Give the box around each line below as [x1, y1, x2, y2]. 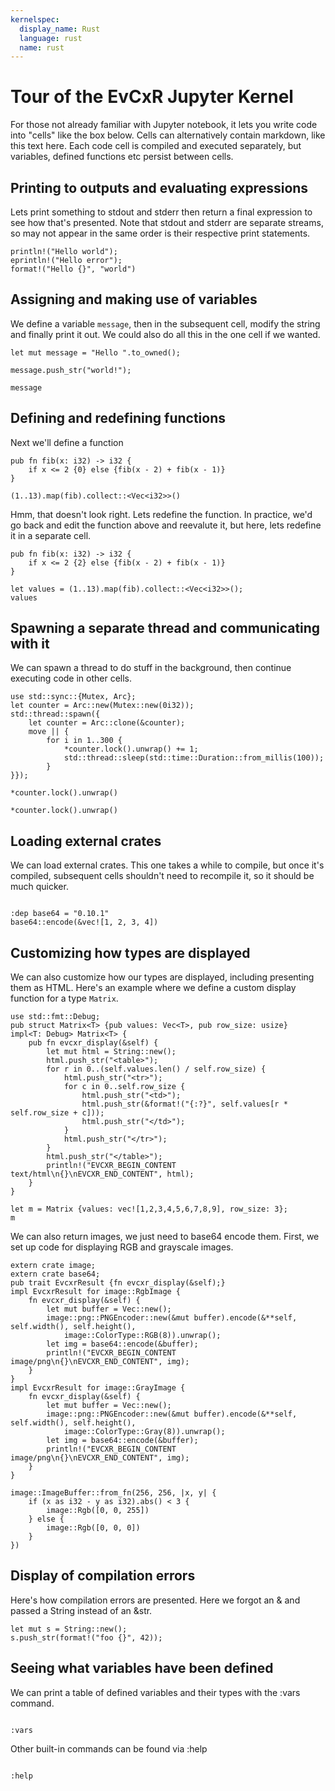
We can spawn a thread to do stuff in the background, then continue [10, 662, 292, 674]
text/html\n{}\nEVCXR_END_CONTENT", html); [10, 1169, 195, 1180]
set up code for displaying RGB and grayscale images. [10, 1241, 234, 1253]
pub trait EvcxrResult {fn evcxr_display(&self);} [10, 1278, 226, 1288]
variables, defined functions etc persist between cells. [10, 151, 234, 163]
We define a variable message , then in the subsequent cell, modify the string [10, 317, 321, 330]
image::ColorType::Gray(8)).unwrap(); [63, 1427, 226, 1437]
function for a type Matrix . [10, 992, 119, 1005]
